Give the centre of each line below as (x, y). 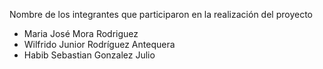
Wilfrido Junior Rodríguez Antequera (99, 44)
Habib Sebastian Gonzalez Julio (89, 55)
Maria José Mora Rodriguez (81, 33)
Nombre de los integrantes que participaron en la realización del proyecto (161, 14)
